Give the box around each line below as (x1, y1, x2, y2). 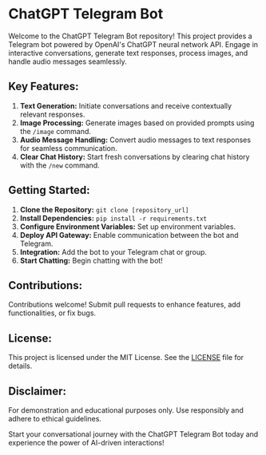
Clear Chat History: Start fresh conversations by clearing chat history (19, 152, 250, 161)
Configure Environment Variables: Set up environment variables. (19, 221, 236, 231)
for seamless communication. (19, 143, 117, 152)
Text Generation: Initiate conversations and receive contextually (19, 101, 232, 110)
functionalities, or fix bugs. (8, 308, 97, 318)
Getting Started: (8, 184, 90, 197)
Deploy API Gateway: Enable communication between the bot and (19, 230, 239, 239)
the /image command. (19, 126, 92, 136)
